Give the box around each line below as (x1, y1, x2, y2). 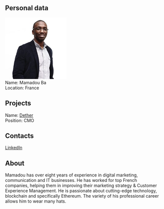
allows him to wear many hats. (5, 198, 66, 204)
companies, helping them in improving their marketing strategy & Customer (5, 182, 157, 189)
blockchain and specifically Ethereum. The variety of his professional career (5, 193, 159, 199)
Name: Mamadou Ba (5, 79, 47, 85)
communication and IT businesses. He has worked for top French (5, 177, 137, 183)
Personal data (5, 4, 49, 12)
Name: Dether (5, 112, 33, 118)
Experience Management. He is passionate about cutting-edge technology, (5, 188, 157, 194)
